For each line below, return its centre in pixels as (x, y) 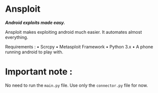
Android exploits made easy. (35, 23)
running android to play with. (34, 52)
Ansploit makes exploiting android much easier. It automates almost (74, 32)
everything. (17, 37)
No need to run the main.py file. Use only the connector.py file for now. (77, 85)
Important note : (39, 72)
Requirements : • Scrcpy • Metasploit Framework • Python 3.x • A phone (79, 46)
